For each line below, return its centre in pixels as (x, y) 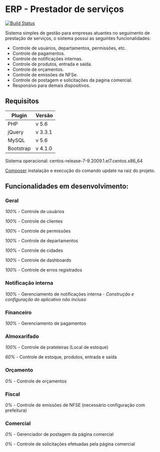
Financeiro (18, 312)
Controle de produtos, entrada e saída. (52, 64)
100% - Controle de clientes (34, 221)
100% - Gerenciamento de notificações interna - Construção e (69, 294)
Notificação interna (29, 283)
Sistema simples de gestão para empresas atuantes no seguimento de (77, 33)
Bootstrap (19, 148)
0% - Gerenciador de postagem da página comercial (59, 434)
